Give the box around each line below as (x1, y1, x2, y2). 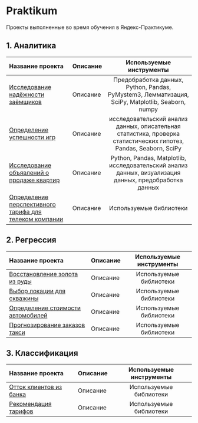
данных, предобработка (114, 176, 183, 184)
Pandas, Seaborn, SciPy (115, 144, 181, 152)
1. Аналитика (6, 41, 57, 51)
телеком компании (9, 215, 64, 223)
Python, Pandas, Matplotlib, (110, 153, 187, 162)
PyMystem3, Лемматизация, (108, 90, 189, 99)
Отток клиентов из (9, 383, 62, 391)
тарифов (9, 407, 34, 415)
